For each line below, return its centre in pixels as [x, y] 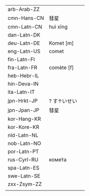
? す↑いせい [63, 101]
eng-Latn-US [24, 51]
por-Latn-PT [23, 151]
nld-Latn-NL [23, 135]
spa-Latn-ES [23, 168]
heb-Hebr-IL [23, 76]
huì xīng [58, 27]
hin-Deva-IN [23, 84]
